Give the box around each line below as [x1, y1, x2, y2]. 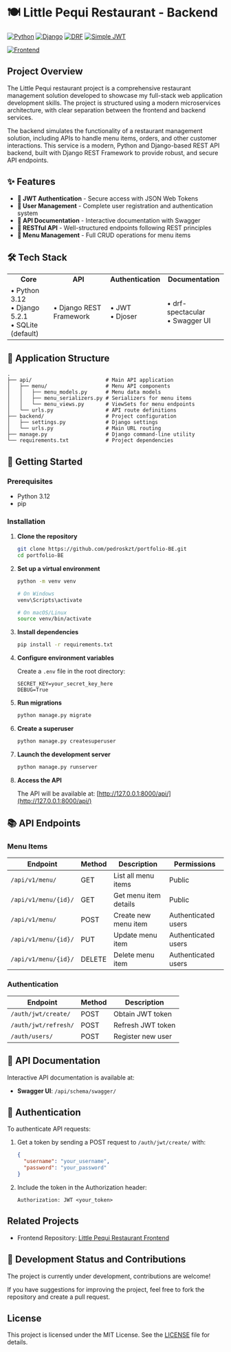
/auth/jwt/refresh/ [10, 1021, 74, 1029]
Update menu [113, 931, 157, 940]
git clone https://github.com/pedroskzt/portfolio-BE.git [16, 545, 187, 553]
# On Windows [16, 590, 55, 597]
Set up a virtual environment [16, 564, 100, 572]
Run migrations [16, 698, 62, 707]
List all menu [113, 871, 155, 880]
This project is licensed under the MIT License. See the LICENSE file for [7, 1331, 210, 1339]
